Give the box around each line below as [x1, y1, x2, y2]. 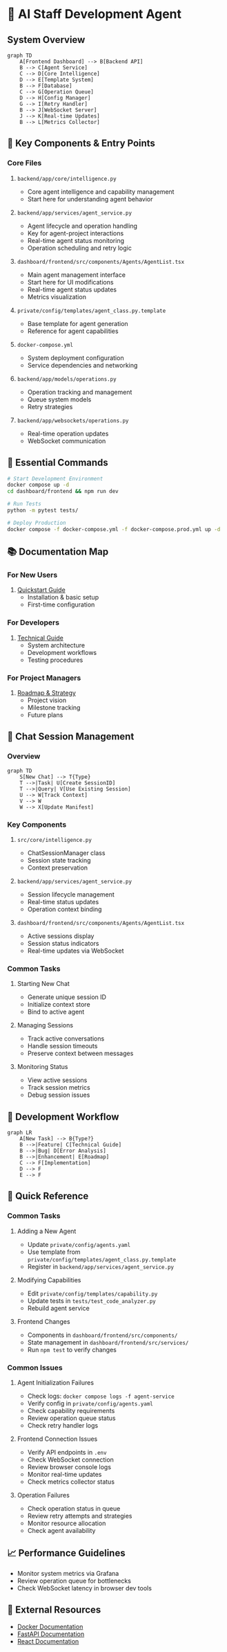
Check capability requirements [27, 1406, 115, 1415]
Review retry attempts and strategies [27, 1511, 132, 1520]
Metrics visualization [27, 292, 86, 300]
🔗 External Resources [7, 1604, 101, 1616]
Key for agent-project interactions [27, 228, 124, 237]
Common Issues [7, 1363, 63, 1372]
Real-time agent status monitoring [27, 236, 125, 244]
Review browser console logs [27, 1462, 112, 1471]
